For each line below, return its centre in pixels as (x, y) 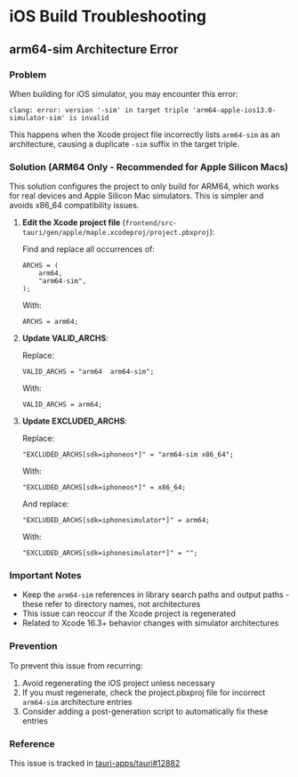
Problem (28, 75)
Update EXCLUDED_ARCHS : (74, 421)
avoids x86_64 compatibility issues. (74, 206)
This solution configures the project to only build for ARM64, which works (144, 186)
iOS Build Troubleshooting (108, 16)
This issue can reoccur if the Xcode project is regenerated (129, 614)
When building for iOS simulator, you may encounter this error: (124, 93)
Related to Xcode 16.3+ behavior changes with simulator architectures (150, 623)
